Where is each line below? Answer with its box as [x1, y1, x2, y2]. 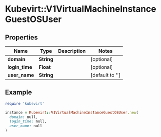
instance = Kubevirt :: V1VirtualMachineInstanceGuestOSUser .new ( [5, 110, 139, 115]
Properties [5, 33, 38, 41]
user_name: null [9, 123, 42, 129]
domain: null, [9, 115, 38, 119]
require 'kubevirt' [5, 101, 45, 106]
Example [5, 88, 32, 97]
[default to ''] [90, 72, 121, 78]
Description [58, 48, 86, 54]
